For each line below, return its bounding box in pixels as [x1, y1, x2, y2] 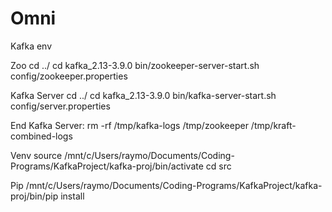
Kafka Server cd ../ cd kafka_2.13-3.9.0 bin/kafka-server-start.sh [10, 89, 277, 101]
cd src [205, 160, 232, 172]
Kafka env [10, 40, 53, 52]
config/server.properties [10, 100, 111, 112]
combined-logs [10, 130, 73, 142]
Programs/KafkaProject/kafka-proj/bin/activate [10, 160, 204, 172]
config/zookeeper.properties [10, 70, 128, 82]
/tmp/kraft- [250, 119, 297, 131]
